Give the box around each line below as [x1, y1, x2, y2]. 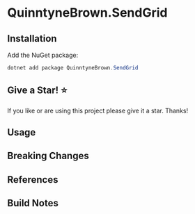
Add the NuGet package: [7, 51, 79, 59]
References [7, 174, 58, 186]
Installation [7, 33, 57, 44]
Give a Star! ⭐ [7, 85, 68, 97]
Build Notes [7, 197, 59, 209]
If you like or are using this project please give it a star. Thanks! [7, 106, 189, 115]
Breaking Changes [7, 150, 89, 162]
